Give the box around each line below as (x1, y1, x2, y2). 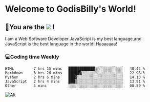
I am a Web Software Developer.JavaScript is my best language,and (5, 36, 142, 41)
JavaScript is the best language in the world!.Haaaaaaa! (5, 41, 117, 47)
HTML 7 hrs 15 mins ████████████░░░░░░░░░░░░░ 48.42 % (5, 66, 146, 71)
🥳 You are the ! (5, 23, 55, 31)
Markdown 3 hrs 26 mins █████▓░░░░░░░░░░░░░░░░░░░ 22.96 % (5, 71, 146, 76)
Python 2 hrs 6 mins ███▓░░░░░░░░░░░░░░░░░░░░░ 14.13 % (5, 75, 146, 80)
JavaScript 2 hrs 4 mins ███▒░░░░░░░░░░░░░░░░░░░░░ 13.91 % (5, 79, 146, 84)
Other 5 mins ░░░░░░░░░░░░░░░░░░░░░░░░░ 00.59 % (5, 83, 146, 88)
